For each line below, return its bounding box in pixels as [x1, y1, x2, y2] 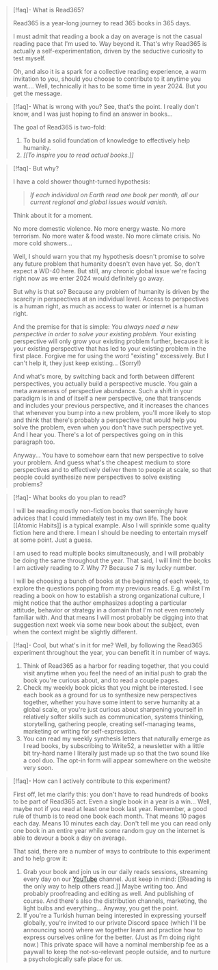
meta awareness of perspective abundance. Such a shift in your [12, 387, 193, 395]
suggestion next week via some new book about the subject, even [12, 621, 200, 629]
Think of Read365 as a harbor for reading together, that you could [23, 662, 209, 670]
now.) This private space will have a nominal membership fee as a [23, 941, 209, 948]
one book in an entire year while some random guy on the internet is [12, 827, 206, 834]
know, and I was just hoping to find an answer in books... [12, 110, 173, 118]
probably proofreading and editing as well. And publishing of [23, 890, 194, 897]
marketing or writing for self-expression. [23, 727, 137, 735]
